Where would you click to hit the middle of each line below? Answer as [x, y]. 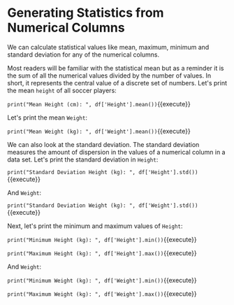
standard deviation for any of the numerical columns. [83, 55]
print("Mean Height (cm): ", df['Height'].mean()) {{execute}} [99, 104]
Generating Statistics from [86, 13]
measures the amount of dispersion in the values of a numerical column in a [116, 152]
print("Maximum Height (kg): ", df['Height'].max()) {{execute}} [102, 253]
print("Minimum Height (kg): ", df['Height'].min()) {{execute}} [102, 239]
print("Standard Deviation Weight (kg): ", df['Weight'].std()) [103, 205]
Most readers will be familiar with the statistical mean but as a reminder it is [116, 68]
